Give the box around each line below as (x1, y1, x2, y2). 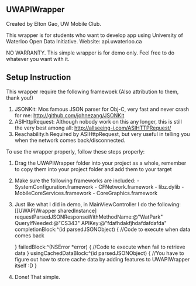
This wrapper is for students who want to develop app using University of (6, 32, 183, 39)
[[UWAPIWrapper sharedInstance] (14, 207, 97, 214)
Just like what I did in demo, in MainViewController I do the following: (14, 200, 181, 207)
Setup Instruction (6, 73, 71, 83)
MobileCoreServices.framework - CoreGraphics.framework (14, 189, 158, 196)
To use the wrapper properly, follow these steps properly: (6, 148, 145, 155)
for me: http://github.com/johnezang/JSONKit (14, 111, 125, 119)
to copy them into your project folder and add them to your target (14, 165, 172, 172)
